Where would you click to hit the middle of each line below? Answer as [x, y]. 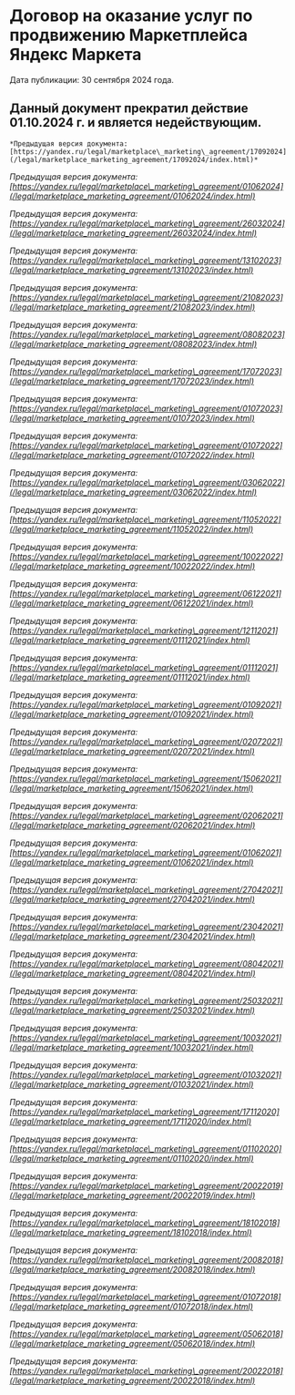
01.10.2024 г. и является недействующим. [136, 123]
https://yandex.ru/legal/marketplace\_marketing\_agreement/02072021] [147, 741]
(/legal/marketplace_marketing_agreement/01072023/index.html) [132, 418]
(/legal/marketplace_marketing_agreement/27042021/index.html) [132, 899]
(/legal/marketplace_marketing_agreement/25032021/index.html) [132, 1010]
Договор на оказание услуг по [131, 16]
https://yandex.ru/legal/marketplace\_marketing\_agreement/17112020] [146, 1112]
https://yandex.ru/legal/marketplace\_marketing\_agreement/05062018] [148, 1333]
